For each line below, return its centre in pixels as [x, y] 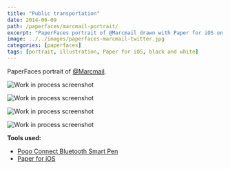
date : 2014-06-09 [32, 20]
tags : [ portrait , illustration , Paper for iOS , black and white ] [103, 52]
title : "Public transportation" [53, 13]
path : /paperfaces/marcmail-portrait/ [63, 26]
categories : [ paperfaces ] [44, 45]
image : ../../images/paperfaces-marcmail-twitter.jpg [86, 39]
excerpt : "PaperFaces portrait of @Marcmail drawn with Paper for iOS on [115, 33]
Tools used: [24, 137]
